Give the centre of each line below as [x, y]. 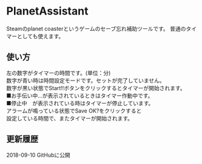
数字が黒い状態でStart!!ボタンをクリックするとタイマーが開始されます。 [96, 88]
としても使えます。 [40, 36]
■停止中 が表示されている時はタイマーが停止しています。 [80, 103]
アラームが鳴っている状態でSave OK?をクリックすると [74, 111]
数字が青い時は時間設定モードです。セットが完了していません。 [86, 80]
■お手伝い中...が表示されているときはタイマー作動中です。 [80, 96]
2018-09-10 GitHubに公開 [39, 155]
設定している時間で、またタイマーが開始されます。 [70, 118]
